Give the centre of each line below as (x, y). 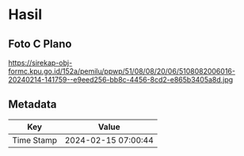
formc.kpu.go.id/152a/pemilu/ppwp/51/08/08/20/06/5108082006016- (122, 71)
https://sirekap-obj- (40, 63)
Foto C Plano (40, 44)
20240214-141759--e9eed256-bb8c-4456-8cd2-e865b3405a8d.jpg (121, 80)
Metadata (32, 105)
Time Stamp (35, 140)
